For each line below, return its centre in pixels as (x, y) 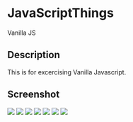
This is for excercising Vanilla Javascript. (67, 72)
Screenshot (34, 95)
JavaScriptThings (61, 13)
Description (34, 55)
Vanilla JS (22, 33)
